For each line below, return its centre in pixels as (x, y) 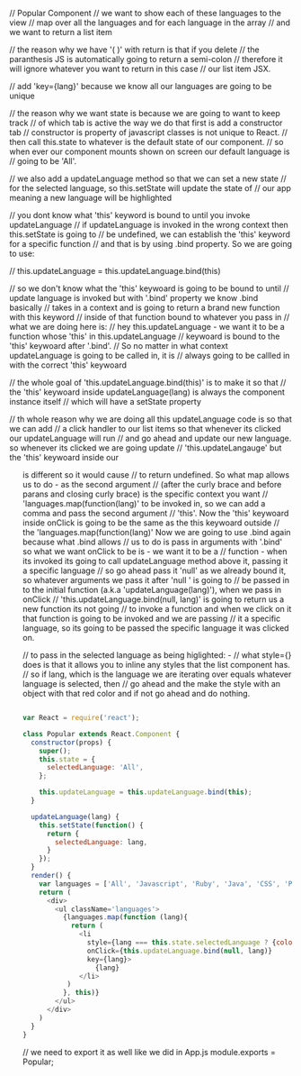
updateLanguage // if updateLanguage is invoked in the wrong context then (149, 225)
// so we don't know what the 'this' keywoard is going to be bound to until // (149, 288)
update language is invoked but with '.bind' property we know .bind (134, 298)
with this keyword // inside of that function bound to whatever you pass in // (150, 317)
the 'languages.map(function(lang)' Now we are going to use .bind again (156, 532)
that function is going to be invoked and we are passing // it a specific (151, 618)
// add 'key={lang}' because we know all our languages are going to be (141, 86)
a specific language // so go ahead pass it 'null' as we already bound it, (154, 570)
